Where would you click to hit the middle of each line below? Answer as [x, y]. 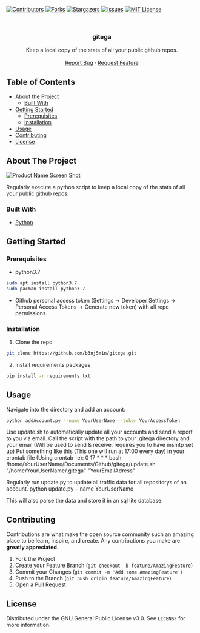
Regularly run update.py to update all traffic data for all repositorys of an [96, 483]
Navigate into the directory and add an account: [66, 409]
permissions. [31, 313]
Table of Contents [41, 82]
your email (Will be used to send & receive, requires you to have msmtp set [100, 445]
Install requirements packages [53, 364]
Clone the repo [34, 342]
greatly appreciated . [32, 547]
